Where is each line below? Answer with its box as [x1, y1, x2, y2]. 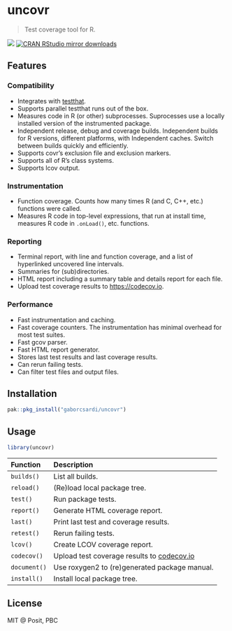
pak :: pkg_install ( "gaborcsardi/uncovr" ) [7, 406, 127, 414]
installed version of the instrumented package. [17, 119, 152, 127]
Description [53, 460, 94, 470]
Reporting [7, 236, 42, 246]
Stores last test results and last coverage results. [17, 352, 158, 361]
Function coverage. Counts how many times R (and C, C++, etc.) [17, 196, 204, 205]
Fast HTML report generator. [17, 345, 100, 354]
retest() [10, 529, 40, 537]
